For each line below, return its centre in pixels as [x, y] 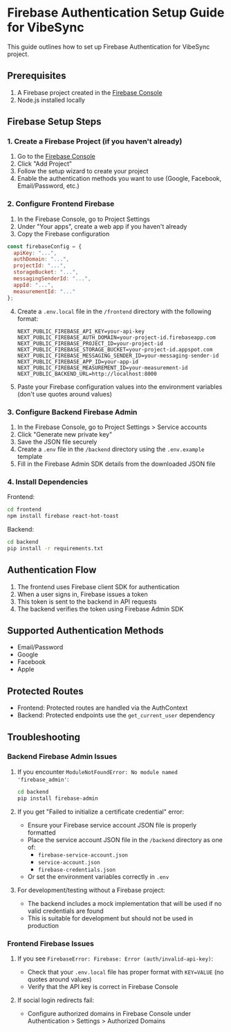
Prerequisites [37, 76]
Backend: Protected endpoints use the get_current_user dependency [116, 715]
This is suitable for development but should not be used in [110, 918]
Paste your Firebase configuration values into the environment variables [120, 387]
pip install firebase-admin [57, 798]
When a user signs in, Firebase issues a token [82, 594]
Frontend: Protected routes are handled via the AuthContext [102, 708]
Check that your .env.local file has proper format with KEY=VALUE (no [126, 972]
